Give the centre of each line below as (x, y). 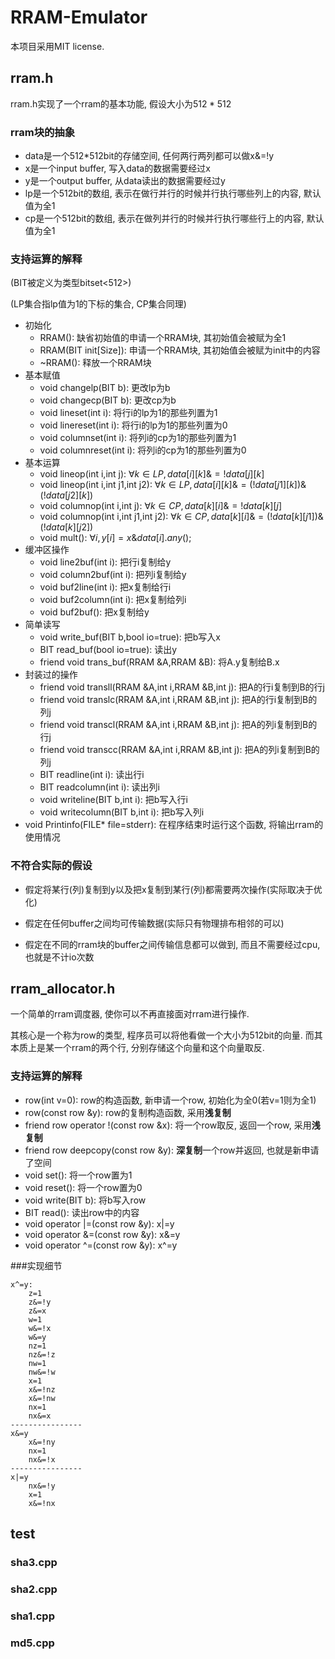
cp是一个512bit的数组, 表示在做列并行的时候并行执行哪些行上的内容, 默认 (174, 218)
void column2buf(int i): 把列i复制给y (113, 575)
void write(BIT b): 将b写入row (85, 1200)
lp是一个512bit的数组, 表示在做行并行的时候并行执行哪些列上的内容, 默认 (173, 193)
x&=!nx (42, 1503)
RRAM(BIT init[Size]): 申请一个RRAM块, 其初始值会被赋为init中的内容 (180, 350)
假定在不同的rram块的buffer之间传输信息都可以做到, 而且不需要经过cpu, (172, 944)
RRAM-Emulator (79, 17)
